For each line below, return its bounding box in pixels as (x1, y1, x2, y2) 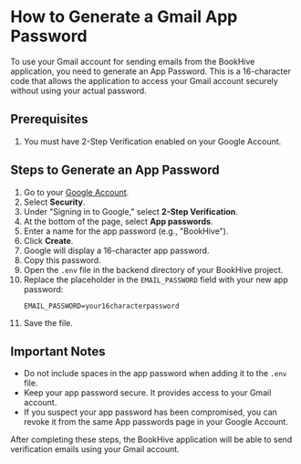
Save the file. (23, 317, 74, 328)
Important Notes (10, 343, 106, 359)
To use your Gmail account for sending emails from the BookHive (10, 56, 255, 67)
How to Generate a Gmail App (10, 6, 238, 27)
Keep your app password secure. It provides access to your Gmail (23, 387, 272, 398)
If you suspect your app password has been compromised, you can (23, 406, 277, 417)
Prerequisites (10, 111, 88, 127)
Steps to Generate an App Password (10, 163, 220, 178)
